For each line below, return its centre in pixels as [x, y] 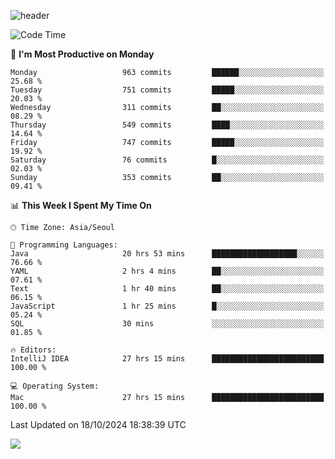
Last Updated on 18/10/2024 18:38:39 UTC [98, 424]
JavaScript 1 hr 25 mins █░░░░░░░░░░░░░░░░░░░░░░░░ [167, 306]
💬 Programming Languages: [64, 245]
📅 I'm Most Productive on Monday [82, 54]
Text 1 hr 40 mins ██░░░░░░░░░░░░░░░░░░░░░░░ [167, 289]
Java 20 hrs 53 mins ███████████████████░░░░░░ [167, 254]
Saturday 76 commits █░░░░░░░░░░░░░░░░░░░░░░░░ [167, 160]
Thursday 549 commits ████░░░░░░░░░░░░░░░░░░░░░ [167, 125]
